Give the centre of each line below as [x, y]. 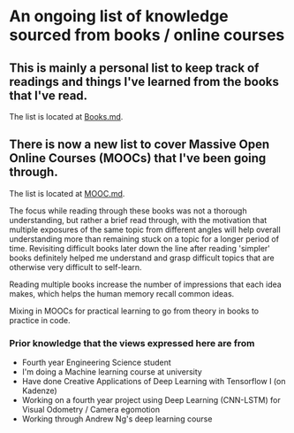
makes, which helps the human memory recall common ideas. [122, 293]
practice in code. [40, 320]
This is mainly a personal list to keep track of [134, 68]
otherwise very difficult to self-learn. [76, 267]
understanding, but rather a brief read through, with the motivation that [138, 220]
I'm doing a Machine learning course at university [112, 372]
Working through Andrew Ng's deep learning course [117, 419]
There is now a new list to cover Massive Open [139, 145]
